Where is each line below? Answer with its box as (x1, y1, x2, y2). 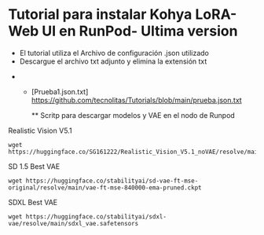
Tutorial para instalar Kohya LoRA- (8, 6, 237, 24)
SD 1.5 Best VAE (8, 161, 60, 171)
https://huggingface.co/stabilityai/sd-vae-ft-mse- (25, 177, 199, 185)
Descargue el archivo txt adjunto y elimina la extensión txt (19, 57, 207, 66)
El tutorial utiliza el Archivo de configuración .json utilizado (19, 48, 210, 57)
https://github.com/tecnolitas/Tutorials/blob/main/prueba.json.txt (31, 95, 242, 105)
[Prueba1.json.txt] (31, 86, 89, 96)
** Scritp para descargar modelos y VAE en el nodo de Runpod (31, 110, 236, 119)
